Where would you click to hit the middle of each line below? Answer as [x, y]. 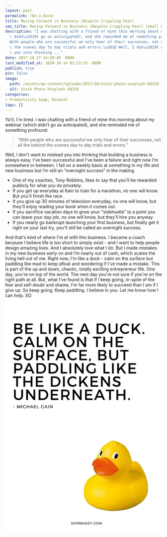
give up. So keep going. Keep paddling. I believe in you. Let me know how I [82, 290]
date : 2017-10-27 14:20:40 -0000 [40, 58]
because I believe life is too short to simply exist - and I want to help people [83, 243]
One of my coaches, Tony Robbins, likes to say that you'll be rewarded [84, 180]
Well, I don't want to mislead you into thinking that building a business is [79, 155]
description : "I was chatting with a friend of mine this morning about [82, 32]
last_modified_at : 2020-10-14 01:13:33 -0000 [53, 63]
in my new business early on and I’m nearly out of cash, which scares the [80, 253]
